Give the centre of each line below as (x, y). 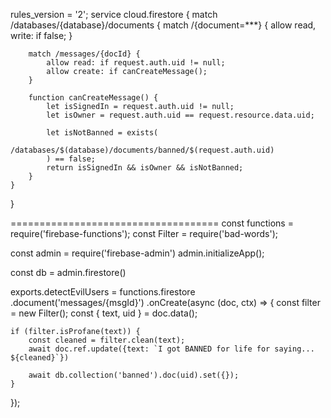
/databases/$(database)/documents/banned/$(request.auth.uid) (142, 150)
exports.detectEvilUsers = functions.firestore (103, 292)
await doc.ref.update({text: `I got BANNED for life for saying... (171, 349)
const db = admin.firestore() (68, 272)
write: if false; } (41, 35)
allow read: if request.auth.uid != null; (136, 63)
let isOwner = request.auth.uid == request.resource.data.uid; (180, 115)
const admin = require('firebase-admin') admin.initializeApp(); (137, 253)
